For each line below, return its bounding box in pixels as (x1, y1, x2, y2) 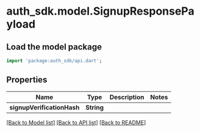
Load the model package (6, 42, 102, 52)
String (85, 103, 104, 111)
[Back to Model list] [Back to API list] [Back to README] (6, 119, 146, 126)
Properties (6, 75, 48, 85)
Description (109, 93, 145, 101)
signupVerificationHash (9, 103, 80, 111)
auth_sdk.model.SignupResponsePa (6, 4, 195, 18)
